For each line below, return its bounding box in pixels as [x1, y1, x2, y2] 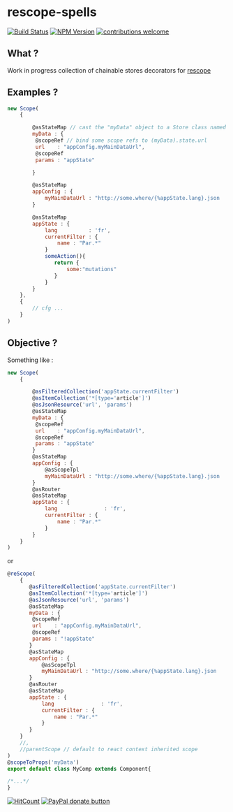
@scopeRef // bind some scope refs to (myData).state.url [35, 137, 208, 144]
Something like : [7, 356, 54, 364]
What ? [7, 48, 39, 59]
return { [54, 259, 80, 266]
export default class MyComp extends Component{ [7, 765, 151, 772]
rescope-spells [7, 4, 98, 20]
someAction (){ [44, 253, 86, 260]
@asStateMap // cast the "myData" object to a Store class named [32, 124, 227, 131]
